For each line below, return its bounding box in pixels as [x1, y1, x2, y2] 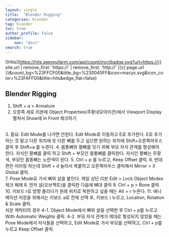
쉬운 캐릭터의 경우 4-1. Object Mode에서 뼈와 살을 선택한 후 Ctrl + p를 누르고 [5, 207, 158, 213]
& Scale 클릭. [5, 201, 32, 207]
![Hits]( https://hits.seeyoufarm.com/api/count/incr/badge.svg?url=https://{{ [5, 59, 162, 65]
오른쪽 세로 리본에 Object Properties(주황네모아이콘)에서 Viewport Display [12, 109, 162, 115]
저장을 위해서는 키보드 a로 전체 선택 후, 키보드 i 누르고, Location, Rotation [18, 195, 164, 201]
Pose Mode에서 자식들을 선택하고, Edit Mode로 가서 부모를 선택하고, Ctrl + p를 [5, 220, 162, 226]
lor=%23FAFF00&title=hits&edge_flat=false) [5, 75, 97, 81]
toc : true [5, 26, 26, 31]
